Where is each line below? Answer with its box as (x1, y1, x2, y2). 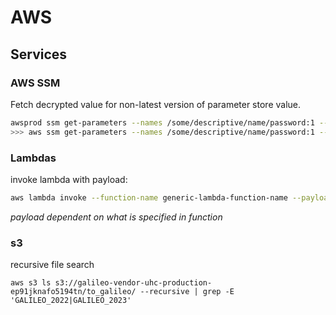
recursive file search (10, 259, 95, 271)
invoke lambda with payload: (10, 173, 128, 185)
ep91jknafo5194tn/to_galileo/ (10, 287, 137, 297)
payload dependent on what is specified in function (10, 211, 223, 223)
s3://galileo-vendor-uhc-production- (54, 278, 213, 288)
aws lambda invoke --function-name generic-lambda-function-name (10, 192, 288, 203)
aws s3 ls (10, 278, 52, 288)
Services (10, 46, 68, 63)
